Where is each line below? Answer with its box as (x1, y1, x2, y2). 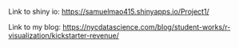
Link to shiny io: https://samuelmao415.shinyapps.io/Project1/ (8, 7, 209, 16)
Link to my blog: (8, 22, 62, 31)
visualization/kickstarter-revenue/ (8, 31, 120, 40)
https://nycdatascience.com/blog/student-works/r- (62, 22, 231, 31)
